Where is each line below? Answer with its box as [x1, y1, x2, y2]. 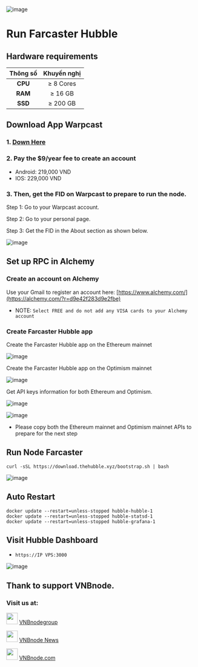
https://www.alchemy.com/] [117, 289, 188, 296]
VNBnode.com [19, 654, 56, 662]
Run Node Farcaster [6, 447, 83, 458]
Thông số [9, 69, 38, 77]
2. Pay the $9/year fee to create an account [6, 154, 136, 163]
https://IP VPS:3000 [15, 552, 67, 558]
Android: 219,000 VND [15, 168, 71, 176]
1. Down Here [6, 138, 46, 146]
